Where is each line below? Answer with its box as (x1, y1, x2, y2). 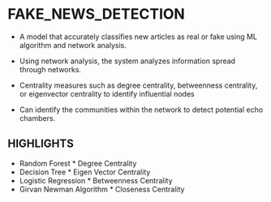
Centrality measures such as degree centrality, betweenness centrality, (19, 80, 258, 90)
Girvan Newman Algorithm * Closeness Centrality (19, 184, 185, 194)
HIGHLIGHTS (7, 137, 74, 151)
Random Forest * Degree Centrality (19, 158, 137, 168)
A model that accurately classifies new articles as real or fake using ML (19, 32, 257, 41)
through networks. (19, 64, 82, 74)
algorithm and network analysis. (19, 40, 127, 49)
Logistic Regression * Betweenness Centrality (19, 175, 173, 185)
